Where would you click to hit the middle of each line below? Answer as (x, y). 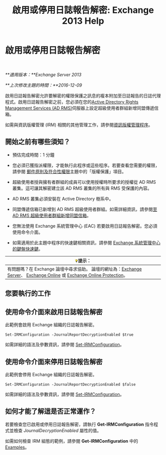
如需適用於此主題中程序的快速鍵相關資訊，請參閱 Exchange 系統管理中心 (86, 243)
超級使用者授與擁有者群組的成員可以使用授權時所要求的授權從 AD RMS (84, 182)
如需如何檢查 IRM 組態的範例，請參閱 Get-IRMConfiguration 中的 (72, 441)
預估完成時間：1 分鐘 (33, 154)
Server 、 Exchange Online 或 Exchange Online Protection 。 (68, 275)
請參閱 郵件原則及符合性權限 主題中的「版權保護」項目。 (69, 171)
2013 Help (83, 21)
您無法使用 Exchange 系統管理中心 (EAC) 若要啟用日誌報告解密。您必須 (85, 226)
